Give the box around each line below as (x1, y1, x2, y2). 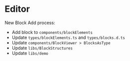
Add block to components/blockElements (11, 29, 93, 35)
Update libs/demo (11, 50, 49, 56)
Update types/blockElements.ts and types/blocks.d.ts (11, 34, 125, 40)
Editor (4, 3, 30, 15)
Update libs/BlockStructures (11, 45, 73, 51)
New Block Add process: (4, 20, 56, 26)
